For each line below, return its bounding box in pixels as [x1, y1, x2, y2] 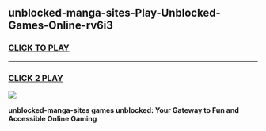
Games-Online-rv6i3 [8, 19, 113, 33]
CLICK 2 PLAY [8, 72, 63, 83]
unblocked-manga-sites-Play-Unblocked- [8, 6, 221, 20]
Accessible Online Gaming [8, 114, 97, 123]
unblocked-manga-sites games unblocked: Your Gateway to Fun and [8, 105, 240, 114]
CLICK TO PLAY [8, 43, 70, 54]
